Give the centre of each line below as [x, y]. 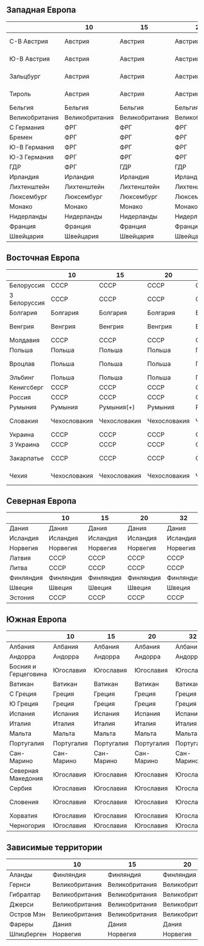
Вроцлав [22, 364]
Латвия [20, 558]
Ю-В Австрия [30, 58]
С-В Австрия [29, 41]
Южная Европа [36, 619]
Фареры [21, 924]
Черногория [27, 826]
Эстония [22, 598]
